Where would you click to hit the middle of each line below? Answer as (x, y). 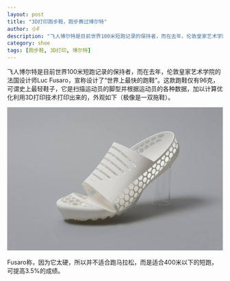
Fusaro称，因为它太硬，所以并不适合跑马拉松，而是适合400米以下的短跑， (112, 263)
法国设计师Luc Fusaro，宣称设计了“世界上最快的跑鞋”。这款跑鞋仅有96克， (113, 80)
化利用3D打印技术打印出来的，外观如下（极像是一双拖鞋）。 (91, 97)
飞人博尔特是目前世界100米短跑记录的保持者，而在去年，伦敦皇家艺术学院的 (114, 71)
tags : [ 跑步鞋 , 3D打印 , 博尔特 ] (49, 51)
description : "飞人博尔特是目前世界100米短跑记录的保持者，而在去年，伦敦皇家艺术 (112, 36)
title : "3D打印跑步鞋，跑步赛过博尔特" (57, 22)
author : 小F (24, 29)
